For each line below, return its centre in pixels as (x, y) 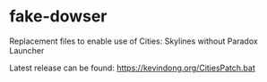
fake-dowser (58, 16)
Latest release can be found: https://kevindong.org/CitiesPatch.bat (132, 68)
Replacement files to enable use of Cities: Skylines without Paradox (133, 41)
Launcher (27, 50)
